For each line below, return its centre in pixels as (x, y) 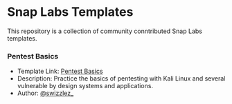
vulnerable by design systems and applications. (85, 86)
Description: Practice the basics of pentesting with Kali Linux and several (121, 79)
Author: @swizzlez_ (45, 93)
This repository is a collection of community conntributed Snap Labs (105, 31)
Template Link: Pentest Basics (60, 71)
